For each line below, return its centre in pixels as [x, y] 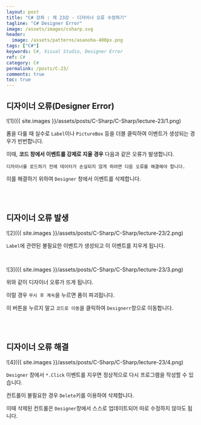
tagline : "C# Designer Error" [44, 23]
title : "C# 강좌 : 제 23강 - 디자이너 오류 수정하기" [67, 18]
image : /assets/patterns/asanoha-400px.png [67, 40]
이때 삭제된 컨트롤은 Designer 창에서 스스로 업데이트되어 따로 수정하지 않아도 [96, 408]
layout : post [23, 12]
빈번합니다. [31, 141]
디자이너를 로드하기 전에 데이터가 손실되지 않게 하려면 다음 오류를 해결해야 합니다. [96, 167]
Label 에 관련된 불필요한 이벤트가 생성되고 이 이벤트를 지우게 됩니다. [86, 245]
